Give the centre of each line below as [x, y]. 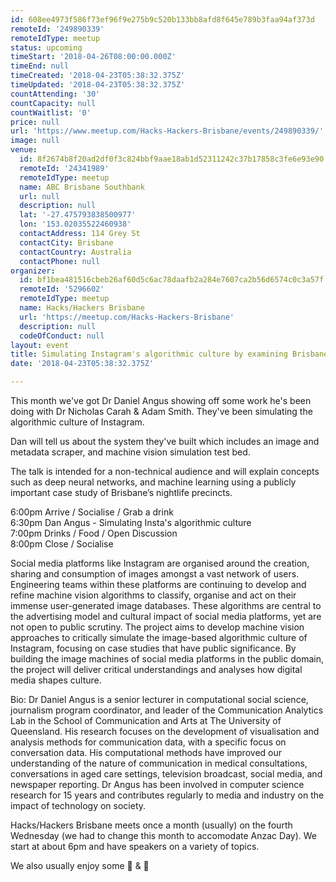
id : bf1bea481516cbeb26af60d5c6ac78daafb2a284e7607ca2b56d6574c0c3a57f [172, 280]
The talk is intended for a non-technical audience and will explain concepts [165, 471]
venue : [24, 150]
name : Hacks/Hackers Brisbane [82, 308]
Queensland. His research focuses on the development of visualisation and [165, 731]
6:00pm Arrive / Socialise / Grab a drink [92, 512]
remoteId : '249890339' [57, 29]
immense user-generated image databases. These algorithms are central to [166, 605]
